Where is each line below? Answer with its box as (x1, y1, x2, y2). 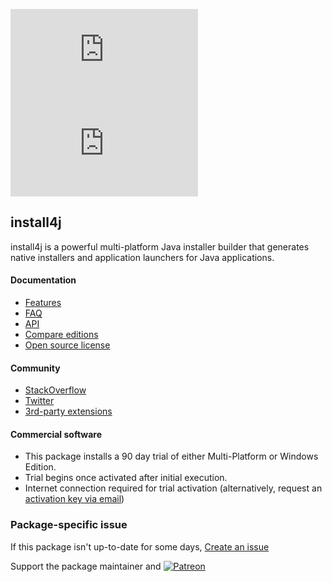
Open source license (24, 339, 111, 351)
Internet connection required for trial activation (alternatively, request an (24, 482, 323, 494)
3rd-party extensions (24, 405, 113, 418)
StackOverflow (24, 384, 87, 396)
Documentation (10, 274, 77, 286)
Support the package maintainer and (10, 560, 162, 572)
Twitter (24, 395, 55, 407)
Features (24, 297, 62, 309)
